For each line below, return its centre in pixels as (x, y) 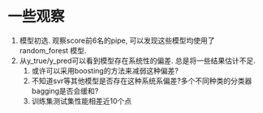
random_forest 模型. (53, 50)
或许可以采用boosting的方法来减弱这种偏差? (105, 70)
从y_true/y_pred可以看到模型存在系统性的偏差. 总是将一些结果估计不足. (138, 61)
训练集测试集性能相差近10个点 (82, 101)
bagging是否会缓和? (65, 90)
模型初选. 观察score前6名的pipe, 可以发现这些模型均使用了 (117, 40)
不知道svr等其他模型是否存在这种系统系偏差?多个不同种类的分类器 (142, 81)
